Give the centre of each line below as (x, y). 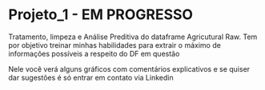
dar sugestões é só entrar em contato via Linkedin (91, 77)
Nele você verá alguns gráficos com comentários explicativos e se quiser (129, 68)
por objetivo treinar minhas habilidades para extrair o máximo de (115, 45)
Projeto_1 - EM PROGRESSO (101, 15)
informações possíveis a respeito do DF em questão (94, 53)
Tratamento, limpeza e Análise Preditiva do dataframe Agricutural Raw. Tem (133, 37)
